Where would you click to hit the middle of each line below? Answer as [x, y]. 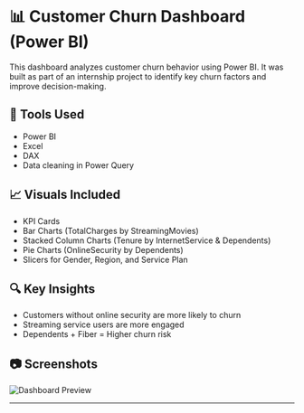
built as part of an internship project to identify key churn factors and [138, 76]
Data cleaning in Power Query [78, 165]
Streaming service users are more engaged [103, 324]
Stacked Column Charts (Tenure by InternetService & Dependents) [147, 240]
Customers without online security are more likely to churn [132, 315]
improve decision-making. [58, 86]
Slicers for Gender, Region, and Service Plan [105, 259]
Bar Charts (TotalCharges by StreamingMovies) [110, 230]
